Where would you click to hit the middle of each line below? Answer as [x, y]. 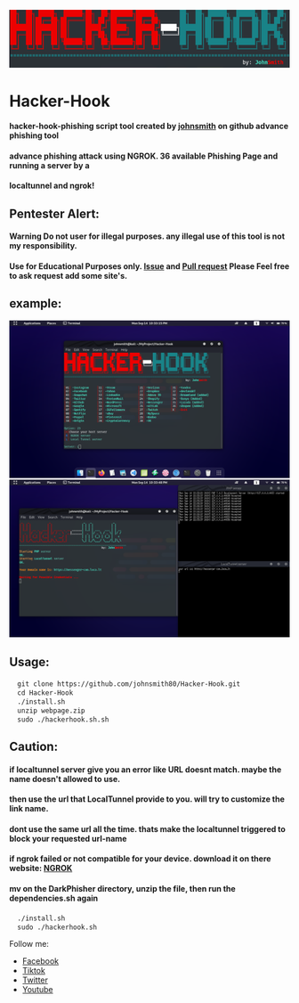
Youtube [37, 989]
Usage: [30, 662]
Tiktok [34, 970]
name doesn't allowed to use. [65, 779]
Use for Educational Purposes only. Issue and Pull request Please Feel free [149, 266]
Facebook [40, 961]
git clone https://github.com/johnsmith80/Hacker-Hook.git [129, 684]
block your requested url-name [68, 838]
